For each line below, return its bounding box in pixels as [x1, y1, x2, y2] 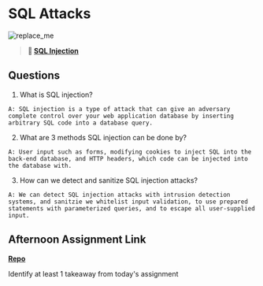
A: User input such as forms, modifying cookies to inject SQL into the [8, 147, 252, 156]
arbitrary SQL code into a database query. [8, 119, 154, 127]
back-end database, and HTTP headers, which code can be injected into [8, 154, 248, 162]
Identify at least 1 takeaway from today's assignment [8, 269, 179, 278]
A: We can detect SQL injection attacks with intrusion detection [8, 191, 231, 199]
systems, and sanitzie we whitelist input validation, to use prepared [8, 198, 248, 206]
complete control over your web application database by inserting [8, 112, 235, 120]
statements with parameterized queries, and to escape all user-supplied [8, 204, 256, 213]
